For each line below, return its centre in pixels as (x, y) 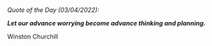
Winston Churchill (33, 36)
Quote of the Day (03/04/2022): (53, 10)
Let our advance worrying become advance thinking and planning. (106, 23)
